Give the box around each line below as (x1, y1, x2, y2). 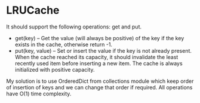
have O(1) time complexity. (6, 90, 72, 97)
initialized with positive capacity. (14, 66, 95, 73)
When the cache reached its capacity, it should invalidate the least (14, 53, 179, 60)
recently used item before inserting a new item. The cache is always (14, 60, 183, 67)
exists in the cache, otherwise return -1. (14, 41, 112, 48)
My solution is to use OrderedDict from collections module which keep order (6, 78, 194, 85)
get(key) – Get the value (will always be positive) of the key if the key (14, 34, 184, 41)
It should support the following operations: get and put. (6, 23, 142, 30)
